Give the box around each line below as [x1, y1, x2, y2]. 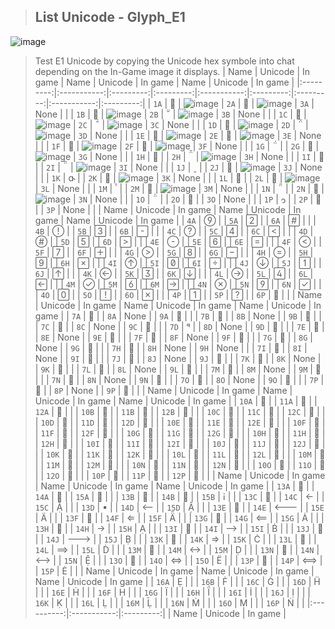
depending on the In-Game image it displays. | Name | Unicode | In [34, 65, 311, 77]
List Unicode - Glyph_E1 [34, 9, 186, 26]
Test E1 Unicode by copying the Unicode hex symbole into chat [34, 55, 295, 67]
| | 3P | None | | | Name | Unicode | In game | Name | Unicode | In [34, 203, 302, 215]
